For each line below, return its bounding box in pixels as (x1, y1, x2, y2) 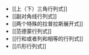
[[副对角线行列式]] (11, 13, 57, 20)
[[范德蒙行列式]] (11, 27, 52, 35)
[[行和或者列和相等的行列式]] (11, 35, 84, 42)
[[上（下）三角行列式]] (11, 5, 68, 12)
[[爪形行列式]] (11, 42, 47, 50)
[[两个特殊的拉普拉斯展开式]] (11, 20, 84, 27)
